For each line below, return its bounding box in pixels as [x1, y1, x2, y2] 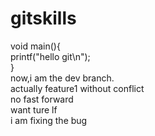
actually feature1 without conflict [10, 82, 145, 94]
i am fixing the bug [10, 114, 88, 126]
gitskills [10, 7, 77, 30]
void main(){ [10, 40, 61, 52]
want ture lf [10, 103, 58, 116]
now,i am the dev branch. [10, 72, 115, 84]
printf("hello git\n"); [10, 50, 91, 62]
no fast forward [10, 93, 74, 105]
